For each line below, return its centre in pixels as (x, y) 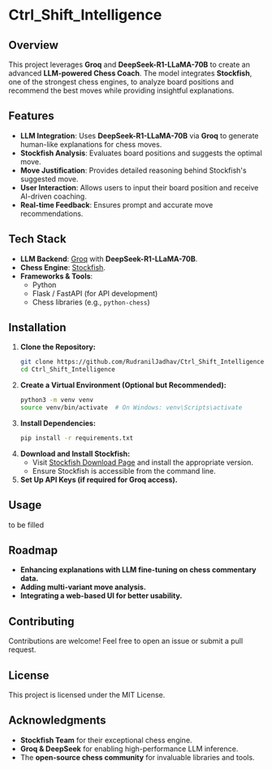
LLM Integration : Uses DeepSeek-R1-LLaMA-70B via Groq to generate (139, 135)
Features (31, 116)
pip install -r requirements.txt (77, 438)
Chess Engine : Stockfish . (63, 267)
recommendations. (52, 213)
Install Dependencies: (58, 423)
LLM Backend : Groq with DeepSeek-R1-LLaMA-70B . (109, 259)
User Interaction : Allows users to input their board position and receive (139, 187)
